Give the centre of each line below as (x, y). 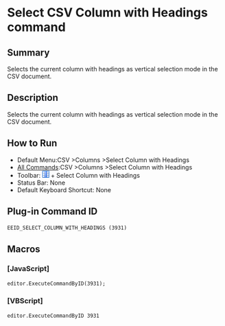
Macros (24, 249)
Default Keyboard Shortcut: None (64, 189)
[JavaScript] (28, 268)
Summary (28, 53)
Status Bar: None (41, 183)
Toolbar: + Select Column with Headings (79, 175)
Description (33, 98)
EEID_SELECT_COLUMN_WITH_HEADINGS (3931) (67, 228)
